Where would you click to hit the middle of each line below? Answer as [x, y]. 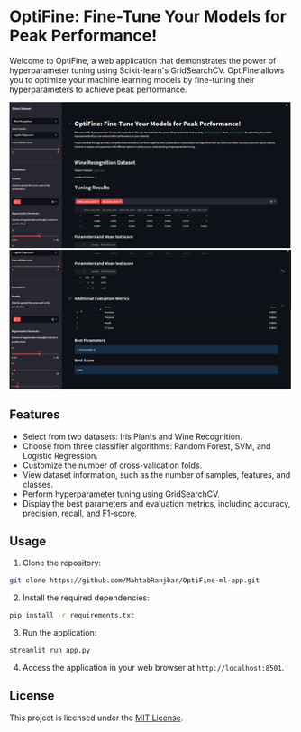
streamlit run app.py [50, 651]
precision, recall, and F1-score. [80, 513]
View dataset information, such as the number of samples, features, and [156, 474]
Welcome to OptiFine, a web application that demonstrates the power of [143, 60]
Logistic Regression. [60, 455]
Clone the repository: [62, 563]
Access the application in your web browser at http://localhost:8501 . [153, 668]
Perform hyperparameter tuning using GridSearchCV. [121, 494]
